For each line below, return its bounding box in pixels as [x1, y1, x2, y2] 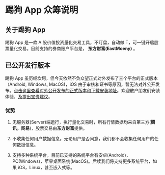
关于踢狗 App [5, 25, 46, 34]
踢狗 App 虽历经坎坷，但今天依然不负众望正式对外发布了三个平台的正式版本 [5, 75, 158, 81]
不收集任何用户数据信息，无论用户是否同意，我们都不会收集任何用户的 [12, 136, 155, 142]
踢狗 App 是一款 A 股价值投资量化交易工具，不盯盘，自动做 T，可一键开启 [5, 40, 155, 45]
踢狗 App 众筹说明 [5, 4, 79, 16]
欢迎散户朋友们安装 [121, 87, 160, 93]
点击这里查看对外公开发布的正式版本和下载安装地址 [14, 87, 117, 93]
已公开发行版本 [5, 61, 51, 70]
